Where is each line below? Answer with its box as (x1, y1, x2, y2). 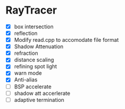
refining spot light (14, 63, 57, 70)
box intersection (14, 23, 54, 30)
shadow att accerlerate (14, 90, 71, 97)
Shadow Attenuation (14, 43, 64, 50)
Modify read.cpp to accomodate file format (14, 37, 119, 44)
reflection (14, 30, 38, 37)
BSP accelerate (14, 83, 52, 90)
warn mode (14, 70, 42, 77)
